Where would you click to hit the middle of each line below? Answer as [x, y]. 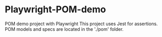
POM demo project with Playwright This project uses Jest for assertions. [81, 24]
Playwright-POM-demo [55, 10]
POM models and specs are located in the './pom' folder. [64, 29]
